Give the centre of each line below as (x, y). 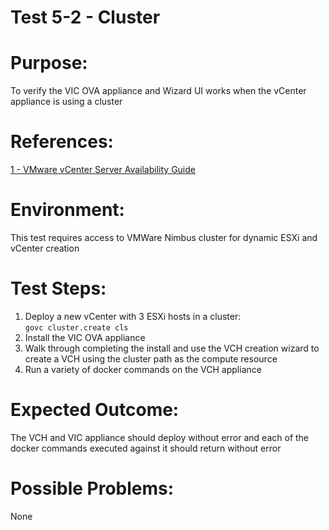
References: (62, 142)
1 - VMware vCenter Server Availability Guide (103, 170)
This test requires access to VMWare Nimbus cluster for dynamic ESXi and (164, 237)
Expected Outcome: (95, 410)
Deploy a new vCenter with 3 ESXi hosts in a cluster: (133, 316)
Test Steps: (58, 288)
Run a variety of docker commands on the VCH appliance (143, 369)
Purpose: (49, 63)
